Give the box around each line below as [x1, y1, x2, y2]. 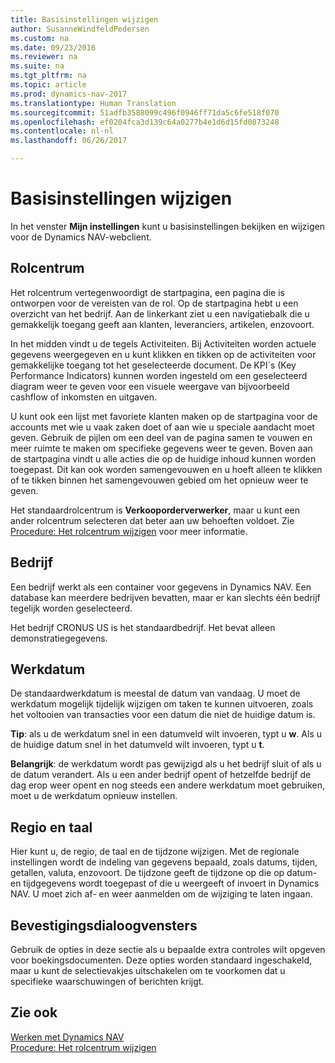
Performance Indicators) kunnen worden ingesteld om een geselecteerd [10, 369, 308, 381]
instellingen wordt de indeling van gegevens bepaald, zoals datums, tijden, [10, 856, 318, 868]
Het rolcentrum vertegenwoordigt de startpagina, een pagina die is [10, 286, 285, 298]
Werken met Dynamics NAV [10, 1031, 125, 1043]
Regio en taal [10, 819, 93, 836]
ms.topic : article [10, 80, 87, 90]
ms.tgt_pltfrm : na [10, 71, 87, 81]
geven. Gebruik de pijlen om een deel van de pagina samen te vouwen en [10, 431, 313, 443]
